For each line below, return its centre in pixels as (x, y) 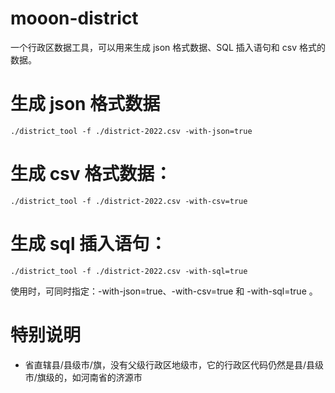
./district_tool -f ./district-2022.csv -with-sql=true (129, 271)
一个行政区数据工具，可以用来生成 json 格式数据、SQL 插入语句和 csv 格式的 (168, 47)
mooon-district (74, 18)
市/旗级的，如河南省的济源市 (83, 377)
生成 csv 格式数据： (91, 174)
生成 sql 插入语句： (89, 244)
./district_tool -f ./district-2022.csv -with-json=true (131, 131)
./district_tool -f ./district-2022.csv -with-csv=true (129, 201)
